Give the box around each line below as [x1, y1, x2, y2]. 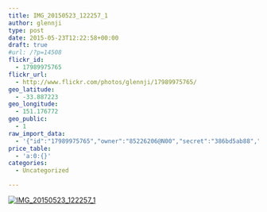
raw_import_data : [8, 129, 66, 137]
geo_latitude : [8, 85, 56, 94]
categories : [8, 160, 48, 168]
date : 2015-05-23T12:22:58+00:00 [8, 33, 119, 42]
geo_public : [8, 115, 48, 123]
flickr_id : [8, 56, 44, 64]
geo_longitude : [8, 100, 59, 108]
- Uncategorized [15, 167, 69, 175]
